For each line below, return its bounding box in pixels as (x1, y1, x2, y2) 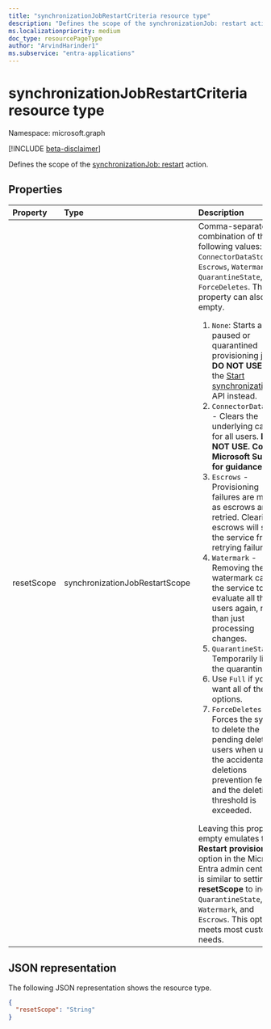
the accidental (211, 753, 266, 765)
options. (211, 693, 244, 704)
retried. (211, 511, 240, 522)
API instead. (211, 390, 258, 401)
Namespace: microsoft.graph (8, 128, 106, 137)
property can (198, 291, 248, 302)
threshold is (211, 794, 256, 805)
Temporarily (211, 652, 258, 664)
